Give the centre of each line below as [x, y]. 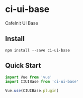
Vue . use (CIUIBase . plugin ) [32, 91]
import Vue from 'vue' [29, 77]
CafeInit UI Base [22, 23]
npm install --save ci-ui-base [38, 50]
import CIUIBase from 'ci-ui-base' [42, 82]
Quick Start [23, 66]
